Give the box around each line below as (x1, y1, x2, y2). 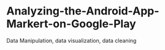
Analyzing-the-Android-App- (6, 4, 159, 18)
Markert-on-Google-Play (6, 17, 136, 31)
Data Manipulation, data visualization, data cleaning (6, 37, 137, 44)
